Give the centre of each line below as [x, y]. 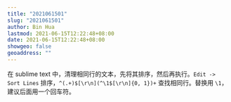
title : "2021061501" [38, 14]
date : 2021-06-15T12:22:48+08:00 [56, 40]
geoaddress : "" [29, 53]
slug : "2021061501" [36, 20]
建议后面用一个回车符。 [41, 91]
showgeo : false [29, 46]
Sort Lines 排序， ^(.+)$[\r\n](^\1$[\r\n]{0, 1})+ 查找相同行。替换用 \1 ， [118, 82]
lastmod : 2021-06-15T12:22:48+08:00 [61, 33]
